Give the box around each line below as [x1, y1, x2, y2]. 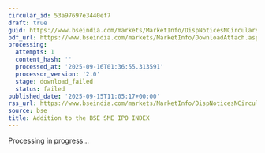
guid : [8, 26, 26, 34]
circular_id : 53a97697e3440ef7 [8, 11, 111, 20]
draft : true [8, 19, 47, 27]
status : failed [15, 84, 65, 93]
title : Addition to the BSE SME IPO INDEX [8, 114, 150, 122]
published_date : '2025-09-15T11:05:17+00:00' [8, 92, 160, 100]
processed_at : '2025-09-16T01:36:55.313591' [15, 63, 164, 71]
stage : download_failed [15, 77, 93, 85]
